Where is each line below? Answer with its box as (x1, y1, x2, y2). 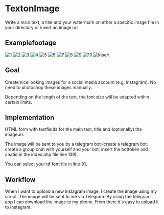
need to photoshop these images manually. (5, 84, 92, 90)
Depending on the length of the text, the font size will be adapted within (5, 94, 149, 100)
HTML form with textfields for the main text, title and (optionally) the (5, 126, 142, 132)
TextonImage (5, 3, 60, 14)
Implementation (5, 113, 55, 122)
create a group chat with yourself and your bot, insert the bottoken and (5, 146, 148, 153)
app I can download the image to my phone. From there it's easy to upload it (5, 199, 159, 205)
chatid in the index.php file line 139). (5, 152, 78, 157)
